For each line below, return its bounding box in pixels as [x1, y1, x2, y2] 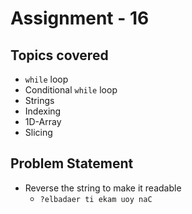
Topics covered [10, 47, 109, 64]
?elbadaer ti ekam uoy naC [39, 194, 153, 204]
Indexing [24, 105, 62, 117]
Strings [24, 95, 55, 106]
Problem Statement [10, 155, 134, 172]
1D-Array [24, 116, 62, 127]
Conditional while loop [24, 84, 118, 96]
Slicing [24, 127, 53, 138]
